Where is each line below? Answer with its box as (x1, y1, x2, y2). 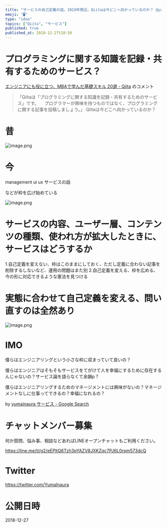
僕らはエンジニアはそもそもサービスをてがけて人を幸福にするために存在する (5, 367, 162, 373)
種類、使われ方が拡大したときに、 (22, 231, 162, 242)
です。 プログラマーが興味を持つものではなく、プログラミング (26, 100, 158, 106)
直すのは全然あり (5, 305, 76, 317)
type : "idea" (5, 16, 32, 21)
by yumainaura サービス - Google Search (5, 401, 89, 407)
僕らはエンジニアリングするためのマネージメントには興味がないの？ (5, 384, 145, 390)
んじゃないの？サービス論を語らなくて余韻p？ (5, 373, 99, 379)
